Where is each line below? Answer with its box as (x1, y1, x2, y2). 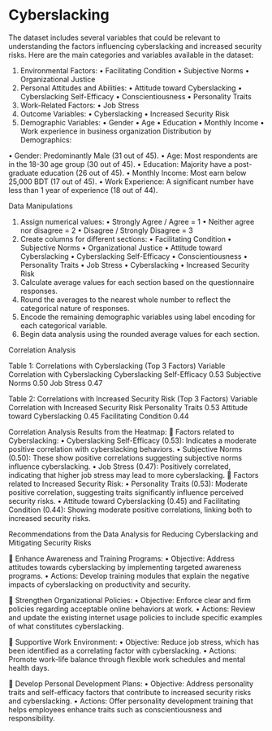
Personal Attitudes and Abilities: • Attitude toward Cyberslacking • (19, 83, 243, 93)
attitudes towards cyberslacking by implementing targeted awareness (8, 562, 242, 571)
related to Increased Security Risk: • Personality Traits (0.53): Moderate (8, 479, 248, 488)
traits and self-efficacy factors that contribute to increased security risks (8, 687, 252, 697)
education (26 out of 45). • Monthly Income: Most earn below (40, 168, 247, 177)
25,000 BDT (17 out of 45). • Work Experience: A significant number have (8, 177, 254, 186)
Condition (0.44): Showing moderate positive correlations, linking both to (8, 505, 253, 514)
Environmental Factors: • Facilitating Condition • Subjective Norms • (19, 65, 250, 75)
